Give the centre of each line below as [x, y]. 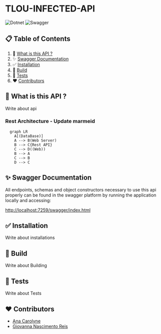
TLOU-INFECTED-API [50, 9]
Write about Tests [23, 293]
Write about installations [30, 237]
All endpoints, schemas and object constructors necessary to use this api [81, 189]
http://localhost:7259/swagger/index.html [48, 210]
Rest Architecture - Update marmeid [50, 121]
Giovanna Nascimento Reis [40, 326]
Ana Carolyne [26, 321]
